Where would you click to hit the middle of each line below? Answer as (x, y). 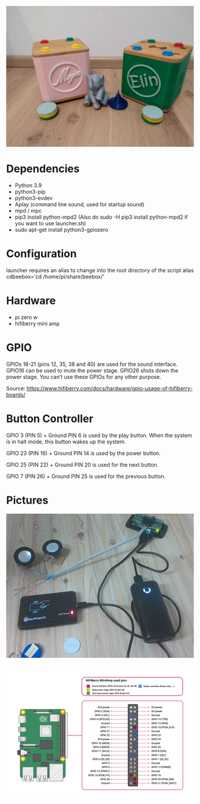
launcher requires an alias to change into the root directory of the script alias (100, 270)
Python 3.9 (28, 185)
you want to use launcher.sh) (50, 223)
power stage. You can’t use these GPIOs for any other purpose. (84, 377)
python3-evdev (34, 198)
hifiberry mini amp (37, 323)
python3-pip (30, 191)
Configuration (42, 254)
